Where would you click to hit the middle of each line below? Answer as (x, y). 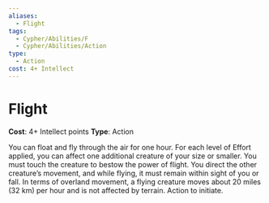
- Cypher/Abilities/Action (61, 46)
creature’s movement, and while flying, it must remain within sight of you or (134, 173)
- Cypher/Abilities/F (52, 39)
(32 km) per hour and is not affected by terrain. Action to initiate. (116, 190)
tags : (17, 31)
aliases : (23, 16)
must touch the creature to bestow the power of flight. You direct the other (133, 164)
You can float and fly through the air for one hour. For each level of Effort (130, 147)
